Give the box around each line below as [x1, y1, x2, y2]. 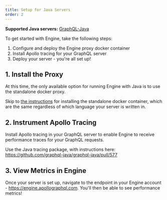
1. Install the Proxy [5, 70, 64, 78]
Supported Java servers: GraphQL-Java [5, 25, 89, 31]
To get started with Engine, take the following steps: [5, 35, 113, 41]
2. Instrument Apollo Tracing [5, 118, 97, 126]
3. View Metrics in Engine [5, 166, 87, 175]
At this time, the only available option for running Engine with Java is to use [5, 83, 160, 89]
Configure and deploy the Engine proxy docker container [12, 45, 130, 51]
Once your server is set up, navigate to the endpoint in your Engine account [5, 179, 161, 185]
